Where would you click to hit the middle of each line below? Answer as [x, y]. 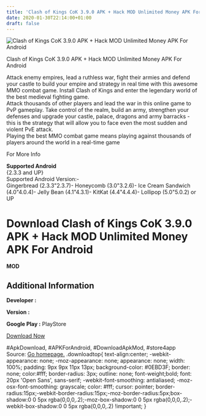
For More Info [24, 154]
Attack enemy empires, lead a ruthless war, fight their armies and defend [98, 78]
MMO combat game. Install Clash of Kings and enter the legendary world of [102, 91]
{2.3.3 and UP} [25, 173]
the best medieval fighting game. [48, 97]
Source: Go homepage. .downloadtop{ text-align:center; [77, 354]
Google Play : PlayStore [36, 324]
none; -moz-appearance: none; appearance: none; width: [112, 361]
